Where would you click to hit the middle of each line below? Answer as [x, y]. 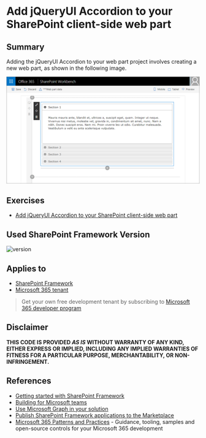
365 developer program [51, 308]
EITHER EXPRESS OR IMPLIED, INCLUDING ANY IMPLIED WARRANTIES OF [102, 349]
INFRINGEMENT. [28, 361]
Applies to [26, 269]
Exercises [25, 200]
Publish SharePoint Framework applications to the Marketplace [95, 415]
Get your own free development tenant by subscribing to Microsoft [105, 302]
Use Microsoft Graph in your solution [62, 409]
